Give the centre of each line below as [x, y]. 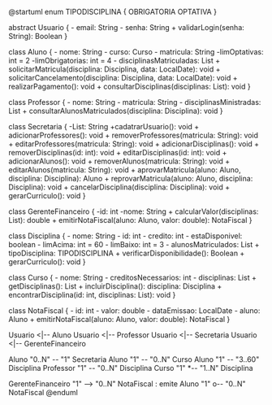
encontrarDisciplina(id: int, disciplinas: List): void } [92, 295]
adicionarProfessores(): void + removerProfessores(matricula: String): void [133, 135]
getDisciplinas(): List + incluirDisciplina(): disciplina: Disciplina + [115, 286]
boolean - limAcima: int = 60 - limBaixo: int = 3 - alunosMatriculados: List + [134, 244]
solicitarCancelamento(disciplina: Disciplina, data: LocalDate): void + [123, 78]
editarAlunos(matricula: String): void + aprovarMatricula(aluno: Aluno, [125, 170]
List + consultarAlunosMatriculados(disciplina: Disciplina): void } [116, 111]
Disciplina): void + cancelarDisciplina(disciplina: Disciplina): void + [119, 187]
